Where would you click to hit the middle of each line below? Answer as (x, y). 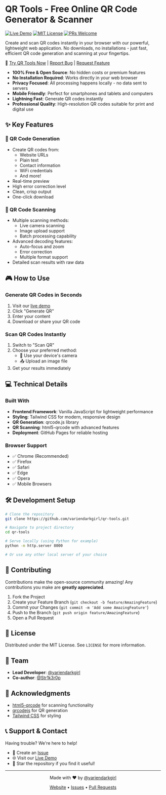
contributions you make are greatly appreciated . (55, 587)
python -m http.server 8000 (34, 546)
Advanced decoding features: (42, 241)
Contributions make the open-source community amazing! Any (69, 582)
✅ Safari (21, 467)
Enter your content (31, 316)
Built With (17, 401)
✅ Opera (21, 478)
